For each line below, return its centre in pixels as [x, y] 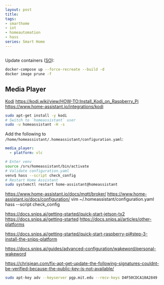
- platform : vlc [26, 153]
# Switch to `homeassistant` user [41, 120]
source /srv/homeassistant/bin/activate [47, 166]
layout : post [18, 10]
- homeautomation [23, 32]
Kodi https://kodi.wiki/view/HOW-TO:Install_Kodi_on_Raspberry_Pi [72, 101]
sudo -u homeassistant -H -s [35, 125]
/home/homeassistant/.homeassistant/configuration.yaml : [64, 139]
